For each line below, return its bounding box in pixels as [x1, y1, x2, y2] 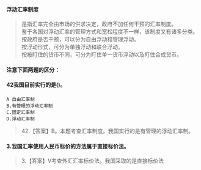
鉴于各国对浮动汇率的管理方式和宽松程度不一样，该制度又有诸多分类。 [21, 28, 199, 35]
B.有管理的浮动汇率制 [6, 103, 53, 109]
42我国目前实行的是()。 [6, 81, 66, 89]
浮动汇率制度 [6, 6, 38, 13]
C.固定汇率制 [6, 109, 35, 116]
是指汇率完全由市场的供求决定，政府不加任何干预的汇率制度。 [21, 20, 177, 28]
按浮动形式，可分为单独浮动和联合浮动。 [21, 43, 123, 51]
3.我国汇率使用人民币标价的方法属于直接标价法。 [6, 142, 130, 150]
